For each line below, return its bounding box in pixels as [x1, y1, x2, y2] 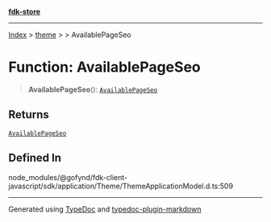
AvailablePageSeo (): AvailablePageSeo [27, 84, 158, 94]
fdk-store [8, 7, 41, 16]
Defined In [8, 151, 62, 165]
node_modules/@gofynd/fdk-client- [8, 172, 127, 182]
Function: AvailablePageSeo [8, 58, 201, 76]
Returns [8, 108, 50, 121]
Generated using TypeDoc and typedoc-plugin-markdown [8, 204, 202, 214]
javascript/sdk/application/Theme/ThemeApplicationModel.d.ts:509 [8, 181, 234, 191]
